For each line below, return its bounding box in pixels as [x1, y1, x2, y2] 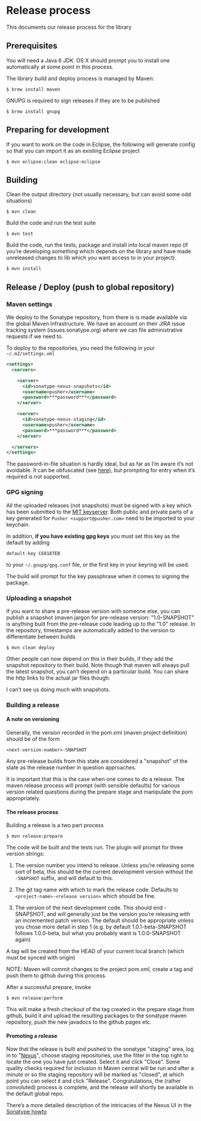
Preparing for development [6, 125, 110, 135]
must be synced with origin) [6, 954, 76, 961]
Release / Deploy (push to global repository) [6, 282, 175, 292]
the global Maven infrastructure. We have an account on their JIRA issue [6, 320, 185, 327]
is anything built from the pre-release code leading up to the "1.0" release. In [6, 620, 196, 627]
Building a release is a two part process [6, 822, 104, 829]
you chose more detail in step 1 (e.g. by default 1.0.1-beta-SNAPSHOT [14, 923, 187, 930]
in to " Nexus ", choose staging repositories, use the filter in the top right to [6, 1052, 188, 1059]
